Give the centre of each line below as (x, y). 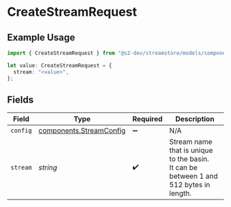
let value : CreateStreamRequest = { (59, 65)
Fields (21, 99)
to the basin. (189, 159)
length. (180, 193)
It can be (184, 168)
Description (195, 119)
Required (147, 119)
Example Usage (41, 37)
